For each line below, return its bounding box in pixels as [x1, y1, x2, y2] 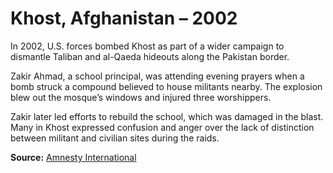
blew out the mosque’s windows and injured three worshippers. [10, 91, 272, 103]
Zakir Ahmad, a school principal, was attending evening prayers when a [10, 70, 305, 82]
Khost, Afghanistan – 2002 [10, 7, 238, 30]
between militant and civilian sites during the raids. [10, 132, 220, 144]
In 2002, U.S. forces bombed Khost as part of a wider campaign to [10, 40, 285, 52]
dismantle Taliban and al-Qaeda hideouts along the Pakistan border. [10, 50, 290, 62]
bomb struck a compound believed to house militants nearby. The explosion [10, 80, 323, 92]
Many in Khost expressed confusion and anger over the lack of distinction [10, 121, 315, 133]
